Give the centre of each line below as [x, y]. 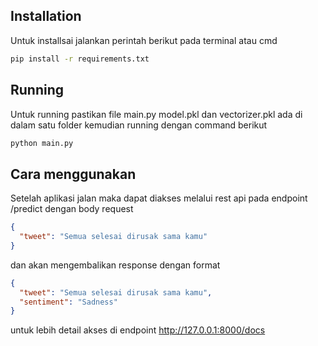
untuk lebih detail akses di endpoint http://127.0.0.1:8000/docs [138, 330]
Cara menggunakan [73, 174]
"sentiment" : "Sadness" [68, 302]
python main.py [42, 143]
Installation [46, 16]
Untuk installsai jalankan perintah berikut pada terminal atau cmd [144, 40]
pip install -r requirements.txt [80, 59]
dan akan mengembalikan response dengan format [115, 265]
